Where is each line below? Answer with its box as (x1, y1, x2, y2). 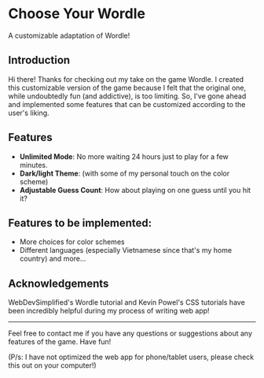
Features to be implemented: (8, 216, 152, 229)
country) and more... (19, 254, 86, 264)
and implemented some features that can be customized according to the (8, 99, 246, 109)
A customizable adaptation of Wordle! (8, 31, 130, 40)
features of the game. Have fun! (8, 337, 112, 346)
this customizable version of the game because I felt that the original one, (8, 83, 247, 92)
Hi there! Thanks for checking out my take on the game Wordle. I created (8, 74, 244, 83)
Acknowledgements (8, 276, 109, 290)
